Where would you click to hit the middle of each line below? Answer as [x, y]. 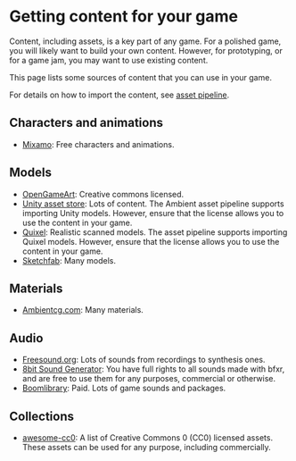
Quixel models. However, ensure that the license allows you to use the [151, 241]
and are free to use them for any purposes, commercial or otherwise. [149, 379]
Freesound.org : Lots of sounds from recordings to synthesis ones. [144, 360]
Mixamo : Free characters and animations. [98, 144]
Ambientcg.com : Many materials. [83, 310]
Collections [41, 416]
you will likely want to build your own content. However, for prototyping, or [146, 50]
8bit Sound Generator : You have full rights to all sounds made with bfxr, [153, 369]
